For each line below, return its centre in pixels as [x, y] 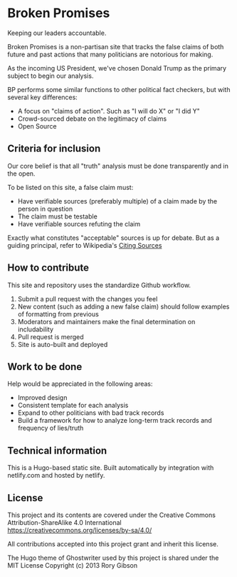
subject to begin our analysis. [51, 76]
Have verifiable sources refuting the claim [79, 224]
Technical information [57, 450]
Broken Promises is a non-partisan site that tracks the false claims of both [116, 46]
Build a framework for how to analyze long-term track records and [115, 421]
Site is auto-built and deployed [63, 344]
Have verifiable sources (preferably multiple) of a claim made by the [117, 201]
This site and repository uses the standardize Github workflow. [99, 285]
